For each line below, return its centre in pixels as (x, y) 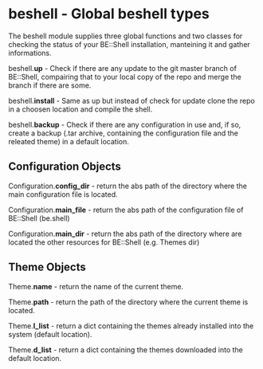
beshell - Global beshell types (109, 14)
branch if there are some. (50, 85)
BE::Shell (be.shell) (39, 218)
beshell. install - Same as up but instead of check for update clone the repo (131, 100)
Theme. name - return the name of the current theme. (96, 286)
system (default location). (50, 334)
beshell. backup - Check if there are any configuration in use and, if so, (125, 124)
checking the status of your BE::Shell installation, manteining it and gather (130, 44)
